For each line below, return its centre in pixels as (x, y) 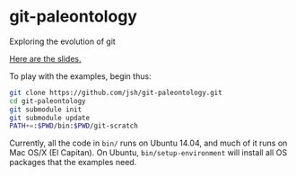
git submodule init (46, 110)
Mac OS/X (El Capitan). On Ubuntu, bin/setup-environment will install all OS (148, 153)
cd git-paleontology (48, 101)
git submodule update (50, 118)
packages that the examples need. (73, 163)
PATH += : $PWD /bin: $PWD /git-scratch (74, 126)
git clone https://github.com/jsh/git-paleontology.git (116, 92)
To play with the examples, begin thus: (80, 76)
